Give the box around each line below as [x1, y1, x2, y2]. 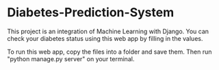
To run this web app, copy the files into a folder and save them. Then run [7, 48, 212, 56]
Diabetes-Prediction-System [7, 5, 175, 20]
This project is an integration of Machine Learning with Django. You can [7, 27, 209, 35]
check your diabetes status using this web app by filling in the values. [7, 34, 203, 42]
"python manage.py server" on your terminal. [7, 54, 135, 63]
